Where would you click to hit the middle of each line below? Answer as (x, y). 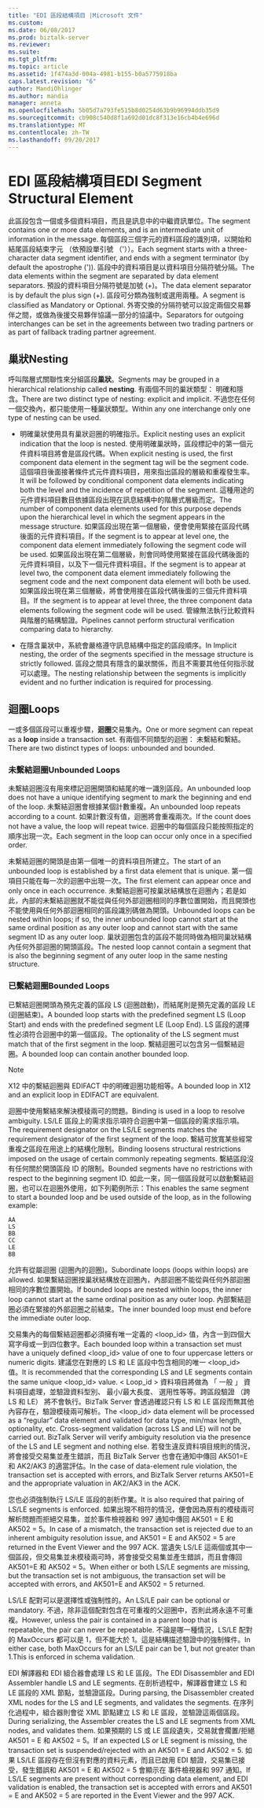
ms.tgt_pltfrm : (33, 60)
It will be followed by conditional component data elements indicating (132, 481)
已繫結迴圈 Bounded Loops (59, 986)
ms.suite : (24, 52)
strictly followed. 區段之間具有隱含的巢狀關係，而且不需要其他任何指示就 (137, 664)
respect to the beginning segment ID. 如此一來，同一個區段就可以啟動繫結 (128, 1178)
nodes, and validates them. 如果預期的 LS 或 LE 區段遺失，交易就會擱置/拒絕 (132, 1730)
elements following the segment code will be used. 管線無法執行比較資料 (137, 611)
